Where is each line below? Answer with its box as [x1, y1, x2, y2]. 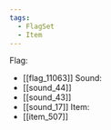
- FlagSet [17, 22, 55, 31]
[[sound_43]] [22, 92, 72, 103]
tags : [9, 13, 30, 23]
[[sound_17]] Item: [22, 102, 90, 113]
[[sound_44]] [22, 83, 72, 94]
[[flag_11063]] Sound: [22, 73, 103, 84]
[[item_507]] [22, 111, 69, 123]
